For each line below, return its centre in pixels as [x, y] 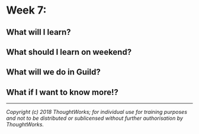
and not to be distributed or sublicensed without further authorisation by [95, 118]
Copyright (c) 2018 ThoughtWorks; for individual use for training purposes [97, 112]
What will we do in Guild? [53, 72]
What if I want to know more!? [62, 92]
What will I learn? [38, 32]
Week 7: [26, 10]
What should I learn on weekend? [69, 52]
